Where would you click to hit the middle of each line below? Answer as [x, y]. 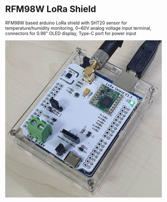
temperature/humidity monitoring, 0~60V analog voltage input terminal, [78, 28]
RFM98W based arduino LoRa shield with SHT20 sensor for [66, 23]
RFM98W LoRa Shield [51, 9]
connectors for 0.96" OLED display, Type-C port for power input [71, 33]
